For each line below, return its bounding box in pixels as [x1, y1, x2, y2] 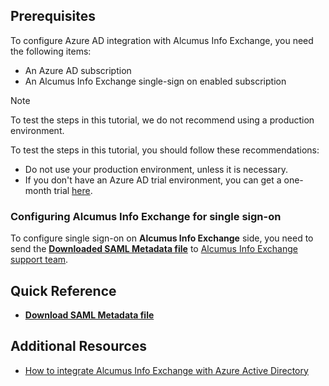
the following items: [10, 45, 92, 57]
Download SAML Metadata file [24, 309, 155, 321]
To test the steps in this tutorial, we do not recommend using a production [10, 114, 315, 126]
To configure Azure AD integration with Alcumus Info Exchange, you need [10, 34, 314, 46]
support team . [10, 254, 69, 266]
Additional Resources [10, 338, 147, 355]
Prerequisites [10, 8, 96, 25]
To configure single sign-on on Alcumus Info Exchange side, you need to [10, 232, 314, 244]
